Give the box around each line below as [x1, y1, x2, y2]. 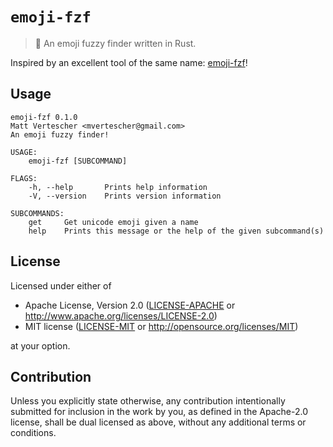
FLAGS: [10, 173, 38, 183]
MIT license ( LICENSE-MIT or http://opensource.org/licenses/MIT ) [24, 320, 299, 332]
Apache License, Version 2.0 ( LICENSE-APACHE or [24, 299, 236, 311]
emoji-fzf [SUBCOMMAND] [28, 156, 128, 166]
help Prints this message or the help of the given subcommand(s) [28, 226, 325, 236]
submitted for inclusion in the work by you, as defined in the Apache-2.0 [10, 406, 308, 418]
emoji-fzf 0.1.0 [10, 112, 78, 122]
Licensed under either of [10, 279, 112, 292]
